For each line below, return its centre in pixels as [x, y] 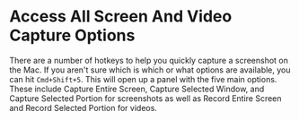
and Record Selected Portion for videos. [83, 107]
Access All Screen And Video [121, 17]
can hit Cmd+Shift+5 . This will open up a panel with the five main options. [143, 79]
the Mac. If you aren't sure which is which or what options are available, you [150, 70]
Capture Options [72, 35]
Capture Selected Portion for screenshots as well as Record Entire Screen [145, 98]
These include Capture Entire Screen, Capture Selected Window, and [137, 89]
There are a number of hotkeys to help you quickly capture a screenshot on [149, 60]
